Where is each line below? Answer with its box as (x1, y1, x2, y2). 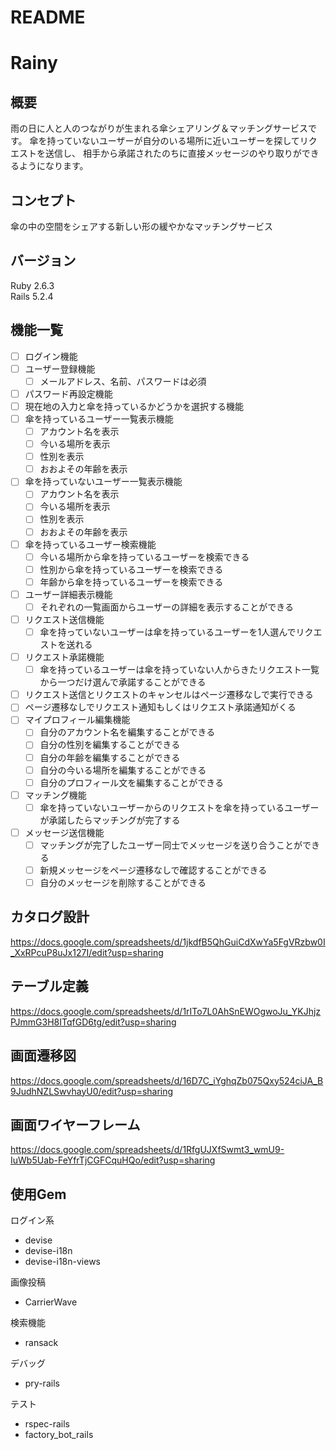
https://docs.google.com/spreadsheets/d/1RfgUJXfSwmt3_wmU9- (10, 1144, 285, 1156)
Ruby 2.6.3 (10, 279, 55, 291)
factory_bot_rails (24, 1429, 94, 1441)
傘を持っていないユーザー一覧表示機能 (24, 476, 183, 488)
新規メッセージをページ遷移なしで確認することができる (39, 864, 268, 876)
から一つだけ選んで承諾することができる (39, 676, 207, 688)
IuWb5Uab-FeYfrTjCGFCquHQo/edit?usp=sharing (10, 1154, 216, 1166)
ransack (24, 1337, 59, 1349)
